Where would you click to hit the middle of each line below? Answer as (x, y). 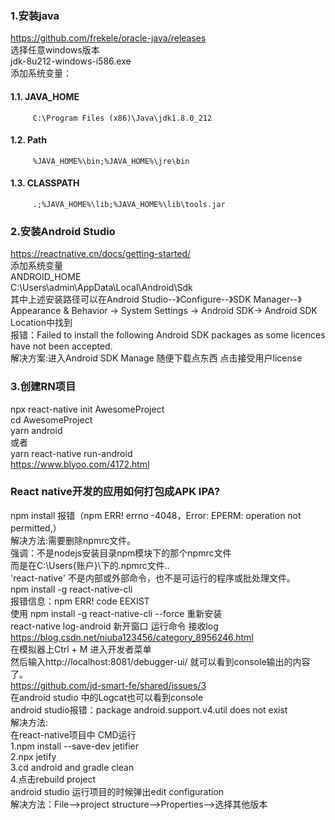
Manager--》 (277, 299)
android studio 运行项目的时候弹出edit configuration (117, 791)
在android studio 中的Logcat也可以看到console (107, 697)
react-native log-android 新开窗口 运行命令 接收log (114, 626)
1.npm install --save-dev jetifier (74, 746)
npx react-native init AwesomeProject (87, 409)
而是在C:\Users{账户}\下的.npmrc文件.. (90, 565)
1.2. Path (28, 140)
